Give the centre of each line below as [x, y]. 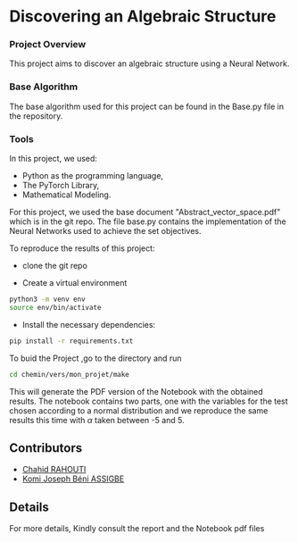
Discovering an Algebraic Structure [143, 17]
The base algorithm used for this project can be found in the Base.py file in [147, 106]
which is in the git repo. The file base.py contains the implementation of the [148, 221]
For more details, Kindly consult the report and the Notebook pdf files [137, 529]
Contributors [46, 448]
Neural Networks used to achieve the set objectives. [105, 231]
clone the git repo [54, 266]
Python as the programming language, [92, 176]
